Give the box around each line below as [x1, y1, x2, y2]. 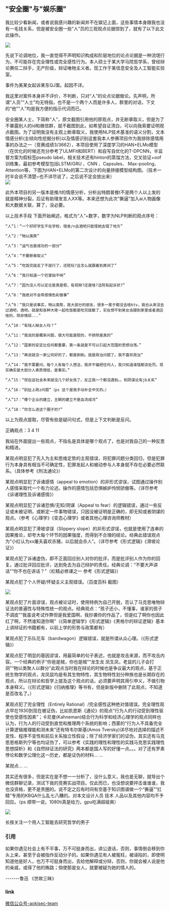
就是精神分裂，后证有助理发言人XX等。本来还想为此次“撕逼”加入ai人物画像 [5, 195, 161, 201]
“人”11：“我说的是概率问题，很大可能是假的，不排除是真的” [5, 333, 113, 338]
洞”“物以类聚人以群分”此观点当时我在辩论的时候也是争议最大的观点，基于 [5, 665, 158, 671]
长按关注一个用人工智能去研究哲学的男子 [5, 819, 90, 825]
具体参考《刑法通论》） [16, 468, 63, 474]
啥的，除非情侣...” [5, 313, 41, 318]
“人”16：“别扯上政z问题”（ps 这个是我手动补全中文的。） [5, 387, 109, 392]
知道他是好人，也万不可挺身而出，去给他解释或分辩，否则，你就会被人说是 [5, 858, 160, 864]
